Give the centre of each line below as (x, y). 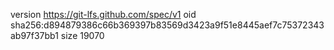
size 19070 (82, 35)
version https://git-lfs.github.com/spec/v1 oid (103, 14)
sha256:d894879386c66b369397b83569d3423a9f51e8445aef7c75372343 (167, 25)
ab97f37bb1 (34, 35)
